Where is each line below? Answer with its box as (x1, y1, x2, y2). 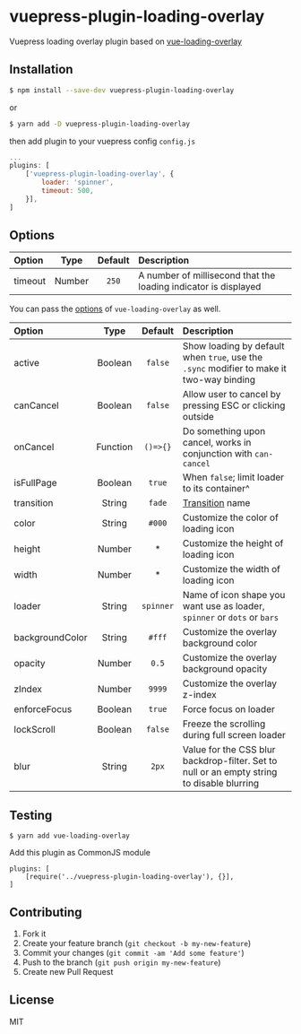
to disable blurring (182, 778, 260, 790)
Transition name (182, 497, 251, 509)
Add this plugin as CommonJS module (9, 847, 150, 858)
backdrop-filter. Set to (182, 755, 278, 768)
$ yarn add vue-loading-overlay (9, 831, 130, 840)
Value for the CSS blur (182, 743, 276, 756)
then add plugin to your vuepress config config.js (9, 135, 195, 146)
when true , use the (182, 352, 263, 364)
